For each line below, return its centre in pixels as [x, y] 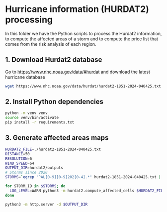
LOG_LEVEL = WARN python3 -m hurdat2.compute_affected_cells [72, 191]
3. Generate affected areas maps [57, 138]
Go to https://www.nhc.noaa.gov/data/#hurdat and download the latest [78, 72]
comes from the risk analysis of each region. [51, 44]
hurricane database [25, 77]
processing [29, 20]
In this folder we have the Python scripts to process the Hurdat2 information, [83, 33]
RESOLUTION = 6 [19, 159]
